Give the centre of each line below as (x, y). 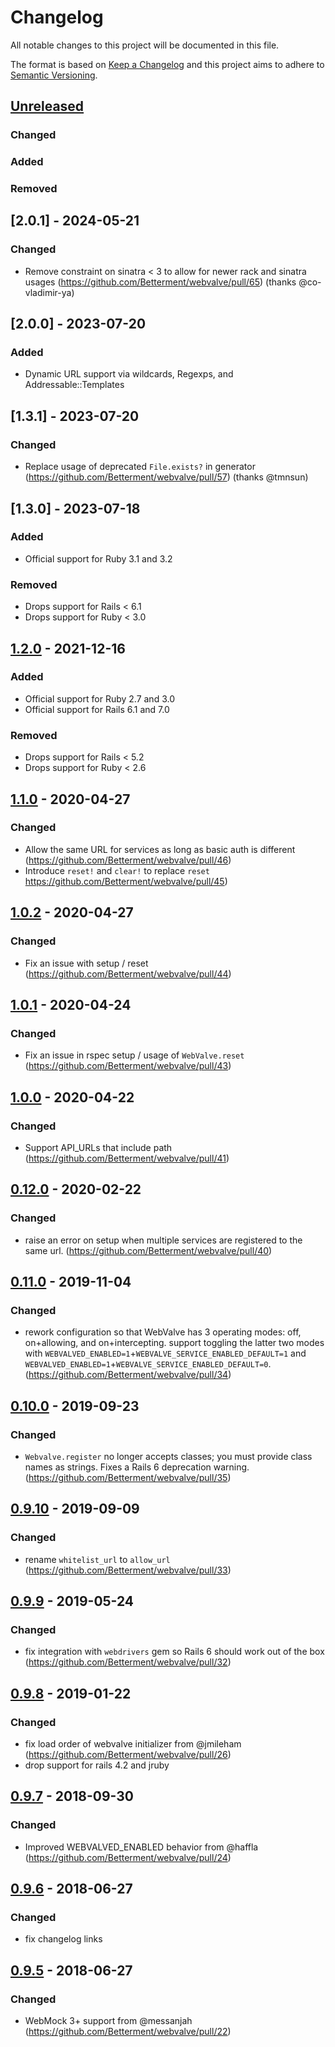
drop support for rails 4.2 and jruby (97, 1765)
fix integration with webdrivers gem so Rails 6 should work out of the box (174, 1652)
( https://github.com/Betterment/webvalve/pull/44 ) (128, 973)
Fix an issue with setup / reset (86, 963)
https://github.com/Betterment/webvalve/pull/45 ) (126, 881)
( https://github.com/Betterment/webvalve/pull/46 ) (128, 860)
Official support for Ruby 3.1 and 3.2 (98, 558)
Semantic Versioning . (54, 75)
